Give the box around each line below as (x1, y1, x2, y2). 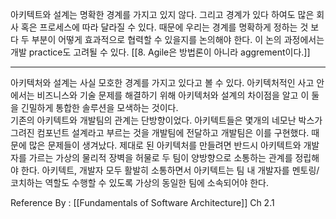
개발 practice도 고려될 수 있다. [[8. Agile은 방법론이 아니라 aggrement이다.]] (10, 46, 311, 58)
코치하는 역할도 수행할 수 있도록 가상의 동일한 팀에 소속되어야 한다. (10, 177, 269, 188)
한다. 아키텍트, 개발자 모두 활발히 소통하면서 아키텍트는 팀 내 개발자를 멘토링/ (20, 164, 320, 176)
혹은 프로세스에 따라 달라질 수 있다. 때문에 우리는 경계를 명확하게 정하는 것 (20, 21, 309, 33)
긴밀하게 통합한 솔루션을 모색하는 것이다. (20, 102, 179, 113)
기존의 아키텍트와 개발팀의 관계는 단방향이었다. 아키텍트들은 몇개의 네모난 (10, 114, 297, 126)
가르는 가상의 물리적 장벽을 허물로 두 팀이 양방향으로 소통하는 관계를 (28, 152, 293, 163)
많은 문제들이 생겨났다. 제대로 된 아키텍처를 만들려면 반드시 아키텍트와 (28, 139, 302, 151)
